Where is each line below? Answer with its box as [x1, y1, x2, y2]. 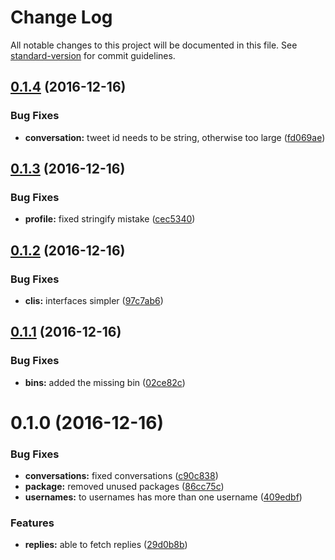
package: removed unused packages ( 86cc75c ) [24, 481, 225, 493]
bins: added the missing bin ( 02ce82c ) [24, 376, 186, 388]
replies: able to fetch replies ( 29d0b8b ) [24, 539, 188, 551]
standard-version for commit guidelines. [10, 49, 176, 61]
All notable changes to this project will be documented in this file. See [10, 39, 298, 51]
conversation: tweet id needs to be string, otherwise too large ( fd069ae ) [24, 131, 326, 143]
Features [10, 516, 55, 530]
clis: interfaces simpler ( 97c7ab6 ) [24, 295, 164, 306]
